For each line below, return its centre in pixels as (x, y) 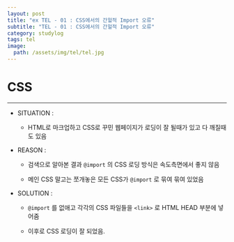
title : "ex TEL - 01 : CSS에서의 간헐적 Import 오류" (81, 20)
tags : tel (22, 40)
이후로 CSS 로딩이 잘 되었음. (67, 231)
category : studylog (36, 33)
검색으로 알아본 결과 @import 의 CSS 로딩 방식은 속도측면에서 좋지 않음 (124, 164)
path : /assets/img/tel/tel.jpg (59, 53)
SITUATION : (36, 113)
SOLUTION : (35, 193)
